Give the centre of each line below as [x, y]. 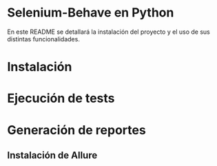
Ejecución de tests [61, 98]
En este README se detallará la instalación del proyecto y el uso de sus [108, 32]
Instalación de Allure [52, 155]
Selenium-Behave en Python [91, 13]
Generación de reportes [76, 130]
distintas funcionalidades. [44, 39]
